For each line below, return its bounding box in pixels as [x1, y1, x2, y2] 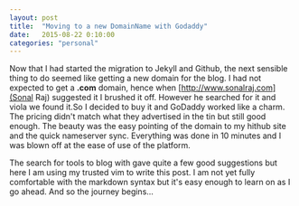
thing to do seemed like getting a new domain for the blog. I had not [9, 73, 262, 84]
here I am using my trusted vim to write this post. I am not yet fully [9, 167, 256, 178]
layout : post [9, 13, 59, 23]
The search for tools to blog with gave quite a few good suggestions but [9, 157, 278, 168]
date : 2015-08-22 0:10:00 [9, 30, 116, 39]
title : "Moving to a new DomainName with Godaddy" [9, 22, 208, 31]
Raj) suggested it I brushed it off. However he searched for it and [34, 92, 276, 103]
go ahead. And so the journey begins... [9, 186, 154, 197]
